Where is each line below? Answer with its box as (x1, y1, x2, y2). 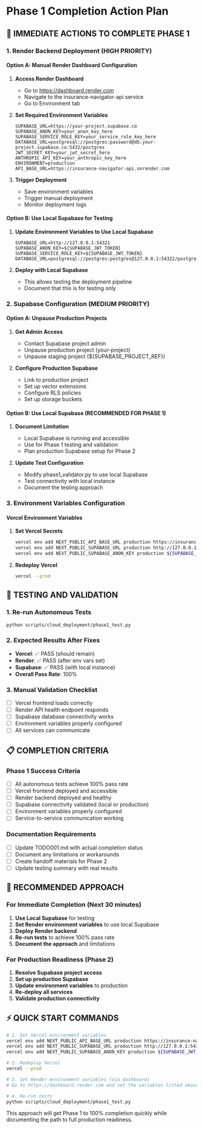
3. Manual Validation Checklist (6, 685, 98, 694)
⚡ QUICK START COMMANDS (6, 1013, 119, 1024)
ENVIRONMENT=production (14, 160, 76, 166)
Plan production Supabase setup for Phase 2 (24, 447, 136, 455)
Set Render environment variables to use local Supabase (14, 921, 159, 928)
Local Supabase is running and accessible (24, 435, 130, 442)
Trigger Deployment (14, 176, 67, 183)
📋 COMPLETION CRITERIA (6, 745, 109, 756)
